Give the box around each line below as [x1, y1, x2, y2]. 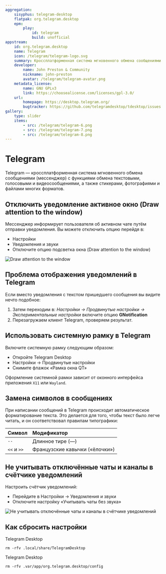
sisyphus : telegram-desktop [14, 12, 72, 17]
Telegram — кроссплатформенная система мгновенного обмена [5, 170, 143, 176]
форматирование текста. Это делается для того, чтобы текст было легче [5, 412, 160, 418]
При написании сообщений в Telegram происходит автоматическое [5, 407, 150, 413]
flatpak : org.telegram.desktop [14, 16, 79, 21]
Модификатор [32, 429, 68, 436]
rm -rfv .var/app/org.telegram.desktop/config [5, 564, 103, 569]
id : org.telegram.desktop [14, 44, 68, 49]
